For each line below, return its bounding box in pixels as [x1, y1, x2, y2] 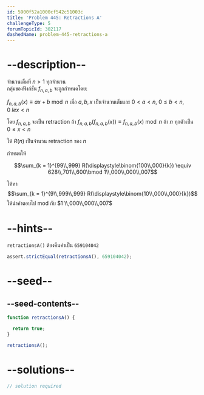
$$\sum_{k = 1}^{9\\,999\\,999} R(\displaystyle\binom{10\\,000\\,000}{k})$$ [7, 190, 198, 197]
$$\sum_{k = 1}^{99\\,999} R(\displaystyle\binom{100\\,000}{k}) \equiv [13, 162, 192, 169]
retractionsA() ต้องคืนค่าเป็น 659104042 [7, 241, 100, 249]
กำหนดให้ [7, 150, 27, 157]
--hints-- [7, 221, 53, 235]
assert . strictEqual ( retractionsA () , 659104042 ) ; [7, 254, 132, 260]
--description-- [7, 58, 87, 72]
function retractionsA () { [7, 315, 75, 321]
